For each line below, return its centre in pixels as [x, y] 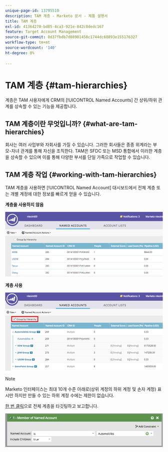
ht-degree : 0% [20, 53]
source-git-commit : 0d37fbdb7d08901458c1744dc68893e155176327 [71, 37]
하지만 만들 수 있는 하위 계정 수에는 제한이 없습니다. [64, 395]
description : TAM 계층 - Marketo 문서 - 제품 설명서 [56, 16]
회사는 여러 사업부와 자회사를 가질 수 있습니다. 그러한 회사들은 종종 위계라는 [78, 145]
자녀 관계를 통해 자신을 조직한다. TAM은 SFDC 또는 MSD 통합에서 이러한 [82, 151]
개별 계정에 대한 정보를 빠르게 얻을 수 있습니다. [56, 194]
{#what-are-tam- [110, 124]
